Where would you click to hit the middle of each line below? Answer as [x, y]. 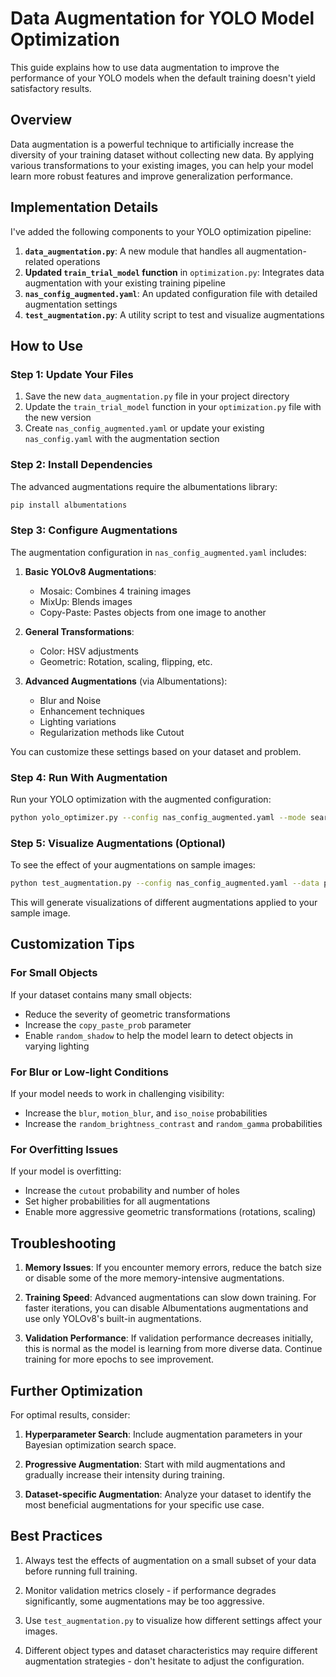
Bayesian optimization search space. [100, 1444]
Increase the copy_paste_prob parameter [108, 1024]
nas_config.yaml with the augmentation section [122, 439]
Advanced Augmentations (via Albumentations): [126, 681]
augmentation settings [71, 304]
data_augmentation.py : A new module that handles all [134, 251]
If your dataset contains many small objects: [101, 994]
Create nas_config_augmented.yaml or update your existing [144, 428]
